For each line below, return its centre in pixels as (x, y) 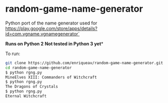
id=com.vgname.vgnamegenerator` (43, 34)
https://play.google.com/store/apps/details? (52, 28)
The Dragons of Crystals (32, 87)
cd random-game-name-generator (39, 68)
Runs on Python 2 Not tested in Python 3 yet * (54, 43)
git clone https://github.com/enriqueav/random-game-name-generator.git (84, 63)
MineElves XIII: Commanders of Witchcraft (51, 77)
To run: (13, 54)
